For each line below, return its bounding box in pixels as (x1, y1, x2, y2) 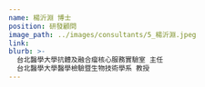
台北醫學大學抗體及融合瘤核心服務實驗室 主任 (16, 55, 164, 64)
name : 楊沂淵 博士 (8, 13, 72, 23)
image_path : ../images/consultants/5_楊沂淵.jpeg (8, 30, 197, 39)
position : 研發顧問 (8, 22, 77, 31)
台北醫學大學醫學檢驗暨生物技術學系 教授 (16, 64, 150, 73)
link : (8, 38, 29, 48)
